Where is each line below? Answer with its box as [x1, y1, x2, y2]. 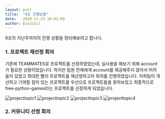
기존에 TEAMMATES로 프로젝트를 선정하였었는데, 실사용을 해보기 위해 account [5, 60, 158, 66]
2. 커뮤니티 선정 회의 [5, 108, 51, 115]
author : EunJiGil [5, 21, 41, 26]
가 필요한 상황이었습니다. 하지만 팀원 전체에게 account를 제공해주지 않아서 [5, 67, 148, 73]
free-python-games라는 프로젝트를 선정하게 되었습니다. [5, 85, 114, 91]
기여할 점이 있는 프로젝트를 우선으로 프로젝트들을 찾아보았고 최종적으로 [18, 79, 154, 85]
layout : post [5, 7, 32, 12]
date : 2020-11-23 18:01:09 [5, 16, 65, 21]
